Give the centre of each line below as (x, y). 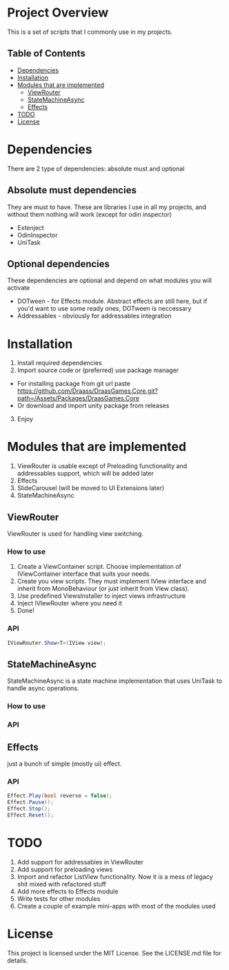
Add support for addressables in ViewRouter (80, 862)
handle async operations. (43, 688)
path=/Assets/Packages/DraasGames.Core (78, 398)
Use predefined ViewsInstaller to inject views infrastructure (101, 596)
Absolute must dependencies (72, 190)
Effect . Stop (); (29, 808)
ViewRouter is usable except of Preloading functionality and (102, 466)
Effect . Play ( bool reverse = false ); (60, 796)
